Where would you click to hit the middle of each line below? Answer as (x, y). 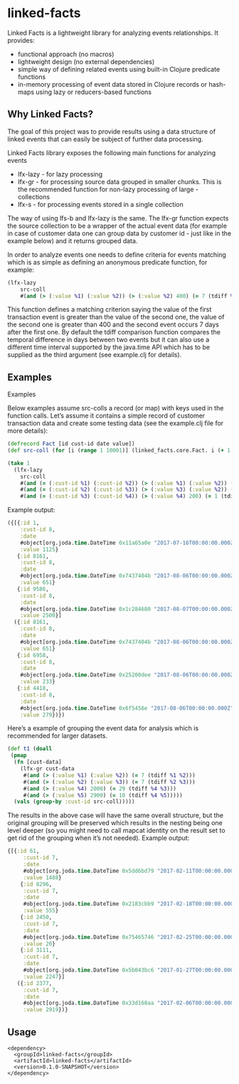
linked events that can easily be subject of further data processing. (106, 139)
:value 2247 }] (44, 977)
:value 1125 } (39, 549)
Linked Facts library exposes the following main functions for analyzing (112, 153)
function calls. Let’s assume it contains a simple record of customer (106, 416)
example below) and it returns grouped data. (73, 240)
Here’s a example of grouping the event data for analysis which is (103, 728)
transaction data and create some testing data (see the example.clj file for (116, 423)
